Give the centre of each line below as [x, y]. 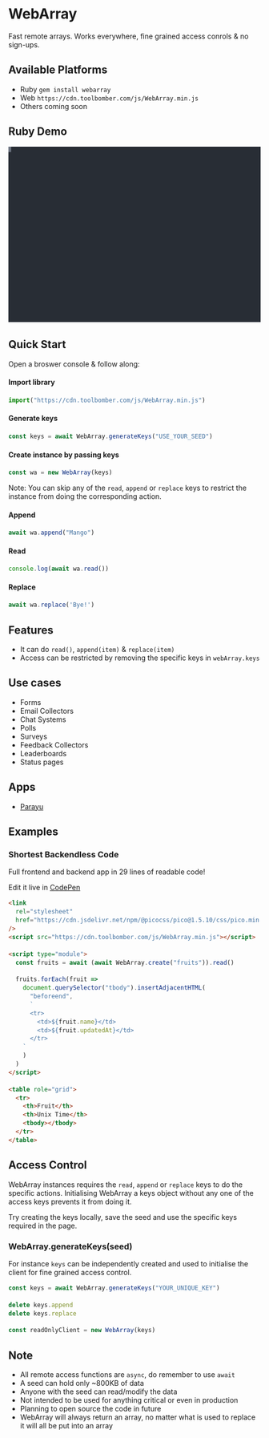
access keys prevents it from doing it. [70, 1201]
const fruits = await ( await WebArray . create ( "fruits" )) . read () [125, 962]
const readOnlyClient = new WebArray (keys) [82, 1331]
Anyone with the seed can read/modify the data [98, 1391]
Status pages [42, 762]
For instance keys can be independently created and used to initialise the [128, 1263]
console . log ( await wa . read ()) [59, 569]
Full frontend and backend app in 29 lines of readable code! [107, 872]
